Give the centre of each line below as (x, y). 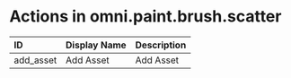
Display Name (97, 45)
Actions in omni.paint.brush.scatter (145, 17)
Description (161, 45)
